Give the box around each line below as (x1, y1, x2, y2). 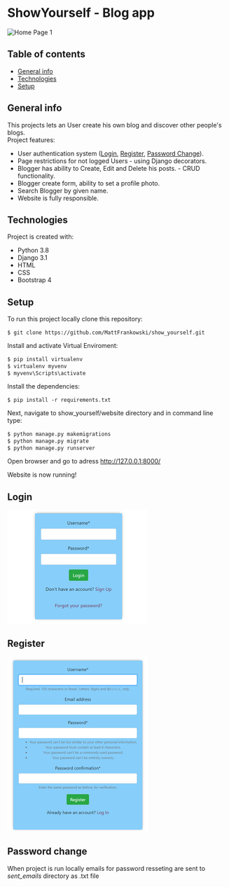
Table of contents (7, 48, 85, 60)
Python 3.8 (17, 246, 49, 255)
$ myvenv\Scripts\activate (7, 370, 86, 377)
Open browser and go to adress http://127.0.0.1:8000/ (7, 457, 161, 466)
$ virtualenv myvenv (7, 363, 68, 370)
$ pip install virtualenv (7, 356, 83, 363)
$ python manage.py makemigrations (7, 431, 111, 438)
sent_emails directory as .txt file (7, 872, 99, 880)
